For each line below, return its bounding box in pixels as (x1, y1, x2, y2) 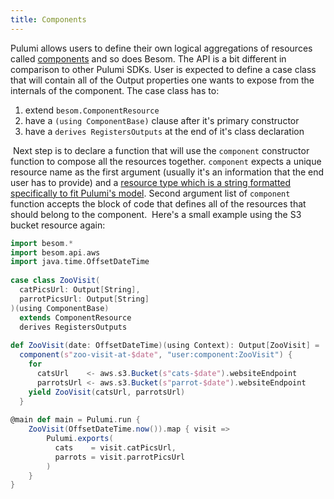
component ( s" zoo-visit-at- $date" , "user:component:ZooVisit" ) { (19, 350, 293, 360)
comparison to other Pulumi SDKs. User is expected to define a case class (10, 63, 317, 75)
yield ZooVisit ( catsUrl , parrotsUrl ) (28, 387, 186, 397)
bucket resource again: (10, 219, 106, 231)
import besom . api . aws (10, 247, 101, 258)
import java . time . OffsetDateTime (10, 257, 150, 267)
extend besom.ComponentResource (24, 104, 160, 116)
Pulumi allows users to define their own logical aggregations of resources (10, 42, 313, 54)
